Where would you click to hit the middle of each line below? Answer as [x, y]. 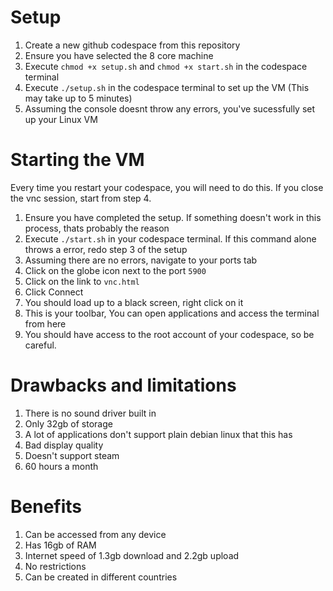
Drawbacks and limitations [123, 385]
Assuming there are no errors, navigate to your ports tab [141, 260]
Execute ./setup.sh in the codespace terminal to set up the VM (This [167, 87]
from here [45, 323]
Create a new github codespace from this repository [132, 45]
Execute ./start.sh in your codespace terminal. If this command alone [170, 238]
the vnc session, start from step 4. [81, 198]
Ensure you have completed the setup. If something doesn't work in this [173, 217]
